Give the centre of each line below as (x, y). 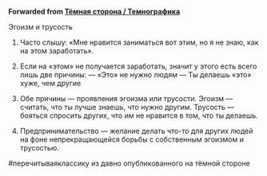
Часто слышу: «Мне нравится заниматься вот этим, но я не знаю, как (139, 42)
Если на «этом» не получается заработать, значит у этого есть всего (138, 66)
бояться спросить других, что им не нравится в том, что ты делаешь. (139, 115)
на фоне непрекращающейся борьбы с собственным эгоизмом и (132, 139)
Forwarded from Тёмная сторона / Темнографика (94, 12)
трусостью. (40, 148)
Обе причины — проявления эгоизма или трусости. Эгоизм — (126, 98)
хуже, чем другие (50, 83)
